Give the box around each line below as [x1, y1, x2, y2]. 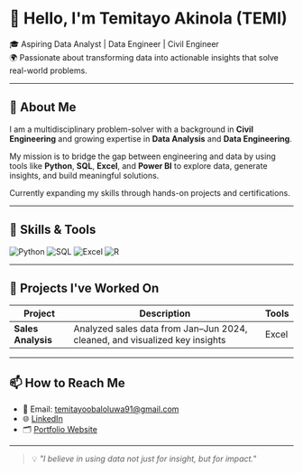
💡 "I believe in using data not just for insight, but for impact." [31, 453, 257, 464]
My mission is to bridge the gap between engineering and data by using [9, 151, 277, 162]
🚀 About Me [9, 99, 77, 116]
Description [139, 307, 191, 320]
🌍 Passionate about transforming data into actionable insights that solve [9, 51, 280, 62]
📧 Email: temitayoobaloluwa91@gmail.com [22, 403, 179, 414]
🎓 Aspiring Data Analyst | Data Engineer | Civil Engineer [9, 38, 219, 49]
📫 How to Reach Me [9, 375, 125, 391]
